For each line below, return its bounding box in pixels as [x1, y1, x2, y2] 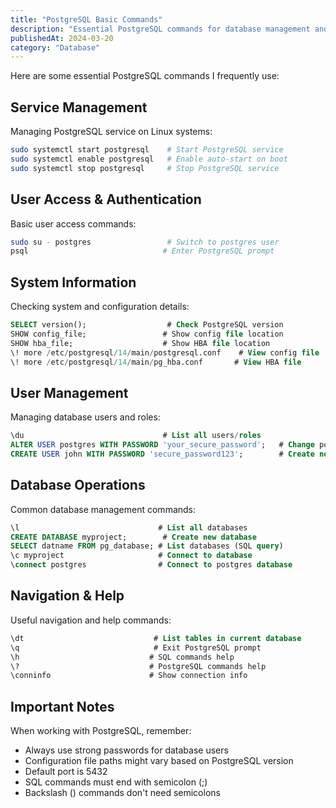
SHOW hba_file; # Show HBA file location [10, 338, 271, 348]
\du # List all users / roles [10, 431, 262, 441]
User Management [10, 384, 129, 401]
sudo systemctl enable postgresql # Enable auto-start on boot [10, 154, 288, 164]
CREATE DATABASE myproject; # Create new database [10, 532, 257, 542]
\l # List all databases [10, 522, 248, 533]
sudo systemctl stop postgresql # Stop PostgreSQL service [10, 163, 280, 173]
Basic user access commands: [10, 217, 137, 230]
